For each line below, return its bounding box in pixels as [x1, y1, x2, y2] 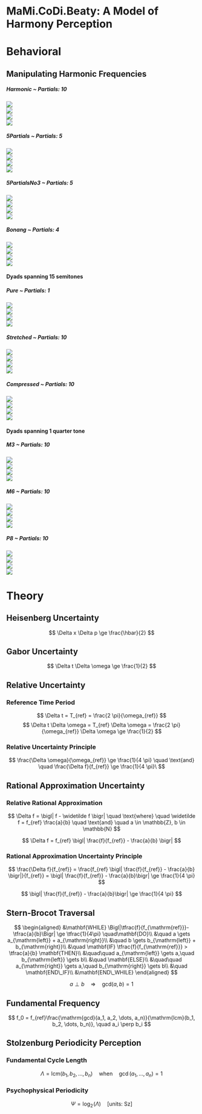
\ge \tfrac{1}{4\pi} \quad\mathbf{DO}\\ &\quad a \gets [56, 930, 191, 938]
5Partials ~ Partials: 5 [6, 132, 62, 140]
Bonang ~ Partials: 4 [6, 226, 59, 233]
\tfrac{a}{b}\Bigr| [13, 930, 56, 938]
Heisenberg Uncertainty [6, 613, 100, 623]
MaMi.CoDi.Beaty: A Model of [6, 4, 159, 18]
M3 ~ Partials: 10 [6, 441, 50, 449]
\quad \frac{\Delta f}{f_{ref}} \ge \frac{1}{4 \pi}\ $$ [38, 763, 165, 770]
